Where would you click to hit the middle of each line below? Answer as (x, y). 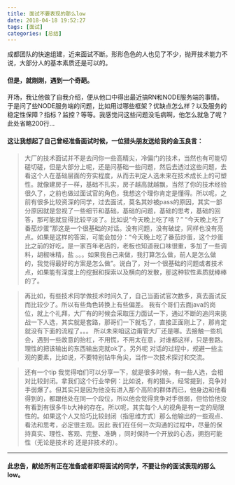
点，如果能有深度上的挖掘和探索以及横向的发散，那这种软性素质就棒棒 (126, 272)
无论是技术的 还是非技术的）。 (79, 442)
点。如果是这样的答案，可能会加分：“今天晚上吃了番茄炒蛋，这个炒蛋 (124, 237)
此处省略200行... (31, 124)
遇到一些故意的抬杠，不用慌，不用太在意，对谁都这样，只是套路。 (132, 339)
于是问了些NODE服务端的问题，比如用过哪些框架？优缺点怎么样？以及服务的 (117, 106)
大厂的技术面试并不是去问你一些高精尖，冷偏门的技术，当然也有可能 (122, 158)
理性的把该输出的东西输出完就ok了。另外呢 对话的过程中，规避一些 (121, 348)
